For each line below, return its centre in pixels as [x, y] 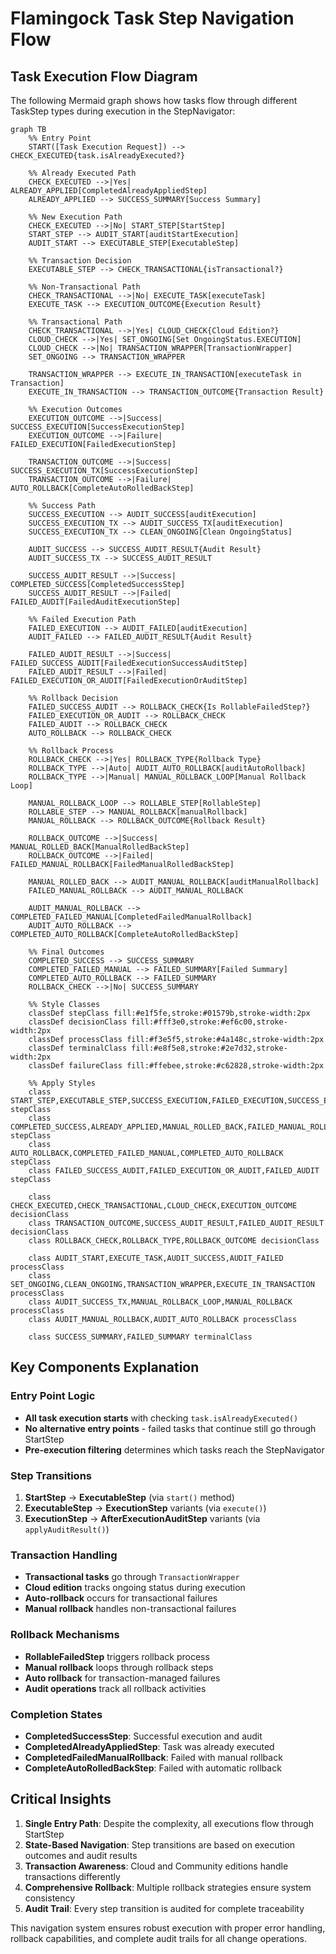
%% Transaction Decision [80, 261]
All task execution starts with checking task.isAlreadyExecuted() [161, 1418]
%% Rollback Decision [73, 698]
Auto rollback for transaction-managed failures [122, 1678]
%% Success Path [62, 506]
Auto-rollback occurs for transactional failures [121, 1598]
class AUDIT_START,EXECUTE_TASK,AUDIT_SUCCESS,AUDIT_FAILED [156, 1258]
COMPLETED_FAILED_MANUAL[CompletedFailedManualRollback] [131, 917]
